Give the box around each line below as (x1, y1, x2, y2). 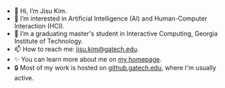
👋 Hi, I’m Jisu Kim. (13, 7, 67, 15)
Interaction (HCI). (13, 22, 65, 30)
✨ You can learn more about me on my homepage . (13, 55, 162, 63)
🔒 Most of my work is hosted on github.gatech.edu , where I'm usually (13, 64, 217, 72)
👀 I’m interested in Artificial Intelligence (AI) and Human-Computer (13, 14, 207, 23)
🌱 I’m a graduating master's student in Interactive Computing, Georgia (13, 29, 218, 38)
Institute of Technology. (13, 37, 83, 45)
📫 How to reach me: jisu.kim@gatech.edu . (13, 45, 139, 53)
